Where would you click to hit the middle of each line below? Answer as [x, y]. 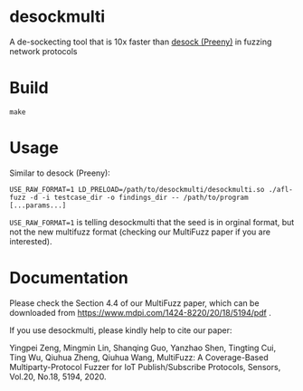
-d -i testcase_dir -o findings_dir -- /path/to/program [139, 197]
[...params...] [38, 205]
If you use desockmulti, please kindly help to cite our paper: [121, 330]
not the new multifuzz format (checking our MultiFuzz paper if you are [140, 232]
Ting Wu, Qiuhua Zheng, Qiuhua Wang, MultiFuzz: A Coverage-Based [139, 357]
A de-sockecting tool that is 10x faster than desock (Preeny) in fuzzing [141, 42]
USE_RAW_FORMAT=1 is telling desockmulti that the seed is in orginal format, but [152, 222]
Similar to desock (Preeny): [60, 173]
